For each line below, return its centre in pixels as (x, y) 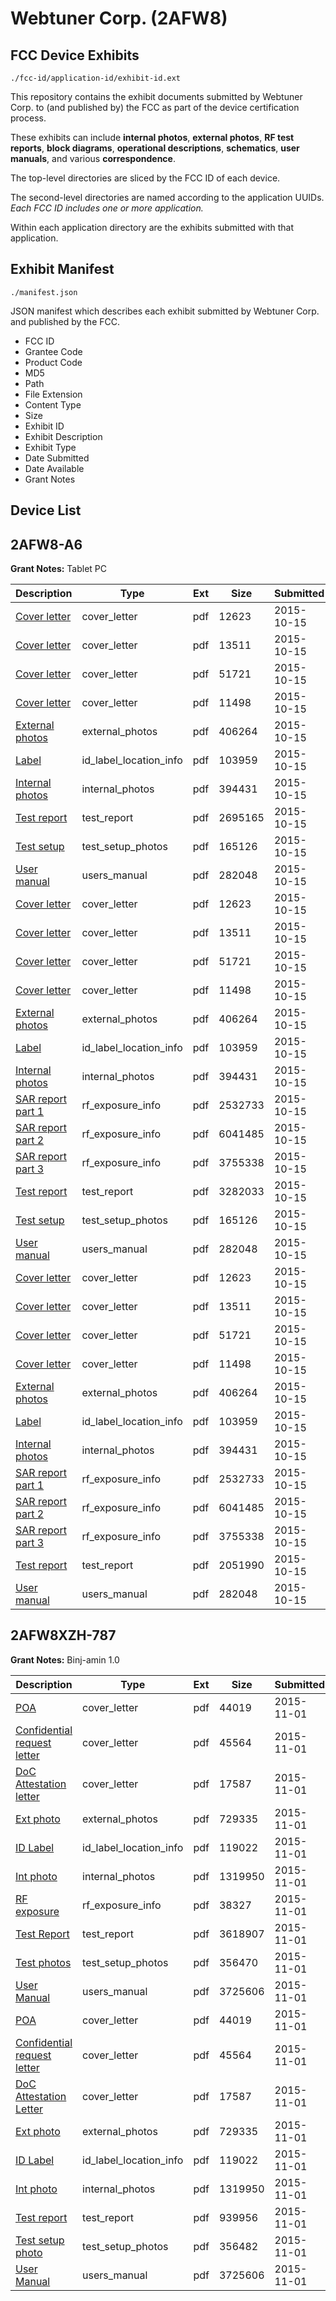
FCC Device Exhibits (75, 55)
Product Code (53, 362)
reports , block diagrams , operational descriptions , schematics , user (155, 148)
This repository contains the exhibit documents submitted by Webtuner (156, 96)
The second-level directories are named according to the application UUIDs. (167, 197)
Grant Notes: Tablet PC (59, 569)
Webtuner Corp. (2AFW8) (119, 18)
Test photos (43, 1962)
